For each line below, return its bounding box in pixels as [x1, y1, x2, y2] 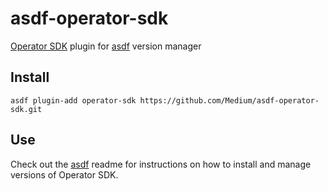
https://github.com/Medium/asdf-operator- [139, 95, 320, 106]
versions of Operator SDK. [10, 168, 119, 181]
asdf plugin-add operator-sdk [10, 95, 137, 106]
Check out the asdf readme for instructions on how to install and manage [10, 158, 312, 170]
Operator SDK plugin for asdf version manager [10, 40, 202, 52]
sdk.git [10, 104, 43, 114]
